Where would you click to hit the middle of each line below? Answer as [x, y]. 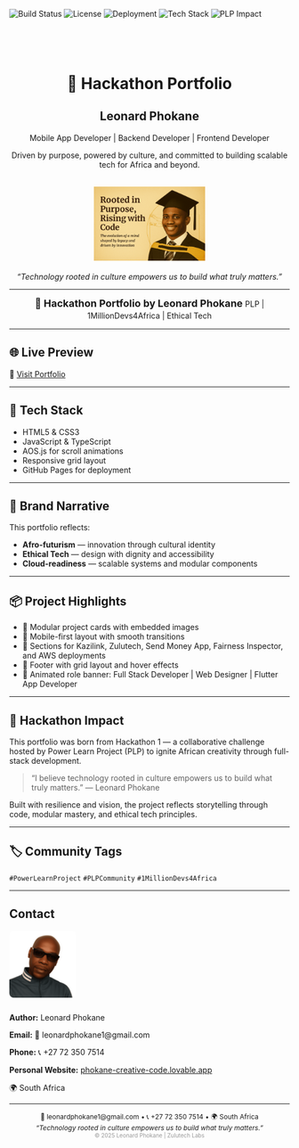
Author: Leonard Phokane [57, 1017]
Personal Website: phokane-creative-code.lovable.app [111, 1070]
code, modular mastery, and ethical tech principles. [103, 815]
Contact [32, 914]
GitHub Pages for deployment [77, 470]
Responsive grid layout [64, 460]
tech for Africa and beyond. [149, 164]
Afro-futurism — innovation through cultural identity [119, 545]
